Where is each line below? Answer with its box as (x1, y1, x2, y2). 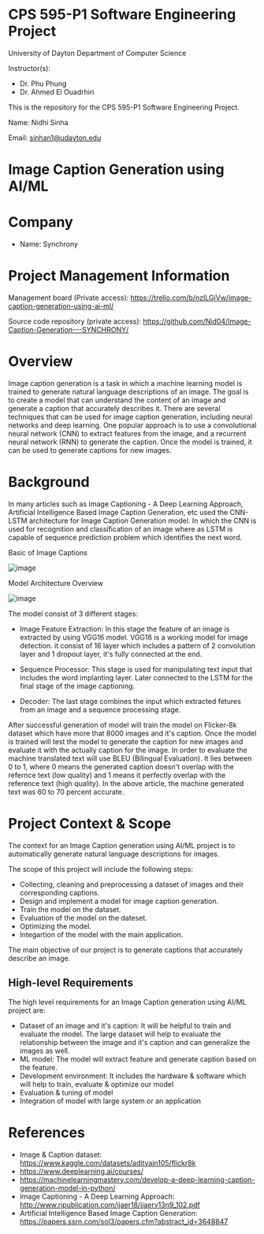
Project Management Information (8, 267, 230, 285)
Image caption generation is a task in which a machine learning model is (8, 378, 243, 387)
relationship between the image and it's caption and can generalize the (19, 1037, 251, 1047)
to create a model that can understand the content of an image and (8, 395, 226, 405)
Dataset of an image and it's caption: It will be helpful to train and (19, 1021, 232, 1030)
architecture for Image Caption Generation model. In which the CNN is (28, 516, 257, 525)
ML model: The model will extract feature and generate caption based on (19, 1054, 257, 1064)
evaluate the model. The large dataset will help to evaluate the (19, 1029, 221, 1039)
